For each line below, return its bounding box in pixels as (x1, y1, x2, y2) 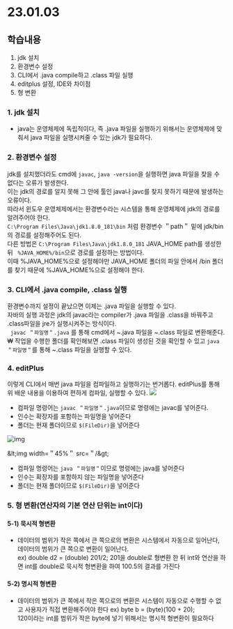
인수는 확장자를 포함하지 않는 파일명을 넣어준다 (17, 473, 144, 481)
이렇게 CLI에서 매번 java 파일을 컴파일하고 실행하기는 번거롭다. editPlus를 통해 (7, 380, 220, 388)
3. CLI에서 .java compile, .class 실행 (7, 285, 127, 294)
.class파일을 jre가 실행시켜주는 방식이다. (7, 319, 117, 328)
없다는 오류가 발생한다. (7, 179, 69, 187)
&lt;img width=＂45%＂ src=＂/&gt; (7, 449, 109, 457)
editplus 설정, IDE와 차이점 (17, 79, 91, 88)
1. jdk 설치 (7, 107, 40, 117)
